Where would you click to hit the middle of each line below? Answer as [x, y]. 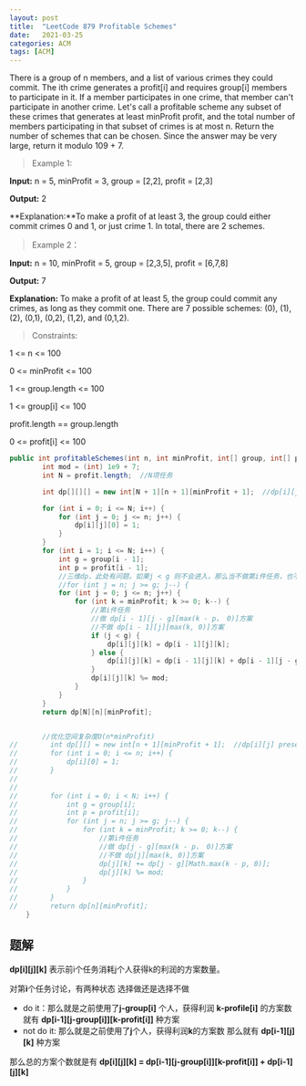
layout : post [34, 18]
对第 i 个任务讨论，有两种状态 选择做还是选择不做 [99, 988]
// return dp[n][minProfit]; [79, 906]
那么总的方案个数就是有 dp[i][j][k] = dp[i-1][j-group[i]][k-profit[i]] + [138, 1061]
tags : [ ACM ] [32, 52]
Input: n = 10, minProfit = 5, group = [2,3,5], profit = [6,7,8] [119, 263]
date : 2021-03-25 [46, 35]
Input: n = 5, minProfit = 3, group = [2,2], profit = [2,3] [111, 181]
